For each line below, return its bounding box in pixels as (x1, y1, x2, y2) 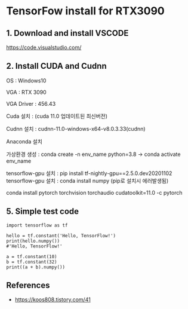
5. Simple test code (6, 206, 79, 216)
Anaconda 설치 (6, 137, 43, 145)
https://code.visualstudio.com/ (6, 44, 82, 51)
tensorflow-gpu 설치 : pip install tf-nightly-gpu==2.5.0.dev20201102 (6, 169, 172, 177)
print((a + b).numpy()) (6, 264, 66, 270)
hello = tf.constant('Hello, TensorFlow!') (6, 232, 116, 238)
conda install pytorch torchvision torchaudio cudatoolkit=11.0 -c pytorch (6, 189, 183, 196)
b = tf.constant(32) (6, 259, 58, 265)
